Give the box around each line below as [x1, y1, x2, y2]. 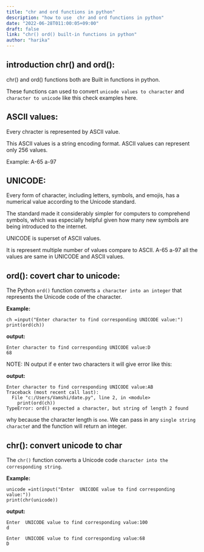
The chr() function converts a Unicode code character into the [6, 456, 168, 464]
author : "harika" [6, 37, 50, 43]
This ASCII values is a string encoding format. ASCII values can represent [6, 139, 190, 147]
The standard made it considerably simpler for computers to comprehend [6, 210, 190, 217]
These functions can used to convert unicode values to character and [6, 88, 185, 95]
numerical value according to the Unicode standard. [6, 198, 137, 206]
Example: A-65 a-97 [6, 158, 56, 165]
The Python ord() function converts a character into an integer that [6, 287, 182, 294]
